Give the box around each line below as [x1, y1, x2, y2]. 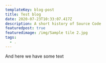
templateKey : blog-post [5, 7, 55, 12]
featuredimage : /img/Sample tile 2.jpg [5, 30, 88, 35]
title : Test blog [5, 12, 41, 17]
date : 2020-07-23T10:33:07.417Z [5, 16, 72, 21]
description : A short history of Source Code [5, 21, 101, 26]
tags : [5, 35, 16, 40]
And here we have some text [5, 53, 64, 59]
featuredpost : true [5, 26, 46, 31]
